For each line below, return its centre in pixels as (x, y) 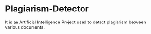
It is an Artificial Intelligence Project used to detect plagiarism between (76, 22)
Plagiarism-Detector (47, 9)
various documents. (25, 27)
